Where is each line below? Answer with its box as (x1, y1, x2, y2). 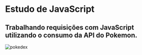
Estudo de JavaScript (5, 3, 95, 15)
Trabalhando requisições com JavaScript (5, 23, 134, 32)
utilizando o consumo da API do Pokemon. (5, 31, 138, 39)
